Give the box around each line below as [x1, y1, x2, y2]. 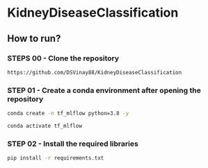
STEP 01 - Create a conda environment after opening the [7, 85, 202, 95]
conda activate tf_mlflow [7, 122, 82, 129]
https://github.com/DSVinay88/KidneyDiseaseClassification [7, 69, 182, 76]
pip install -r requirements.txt [7, 155, 104, 162]
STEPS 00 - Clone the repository [7, 53, 120, 63]
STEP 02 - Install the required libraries [7, 139, 139, 149]
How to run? [7, 33, 61, 44]
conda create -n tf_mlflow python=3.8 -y [7, 110, 129, 117]
